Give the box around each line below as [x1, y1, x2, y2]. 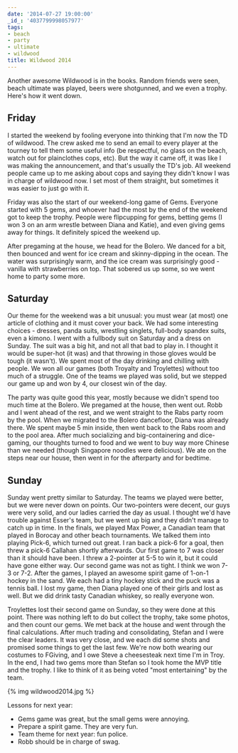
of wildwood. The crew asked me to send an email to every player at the [7, 138, 219, 147]
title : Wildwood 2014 [7, 57, 72, 64]
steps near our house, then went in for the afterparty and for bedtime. [7, 453, 212, 463]
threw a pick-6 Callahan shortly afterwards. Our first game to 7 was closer [7, 546, 225, 555]
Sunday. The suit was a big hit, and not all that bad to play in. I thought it [7, 342, 219, 350]
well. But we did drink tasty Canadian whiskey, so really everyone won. [7, 591, 215, 600]
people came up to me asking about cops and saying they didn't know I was [7, 169, 230, 177]
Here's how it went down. [7, 91, 82, 100]
